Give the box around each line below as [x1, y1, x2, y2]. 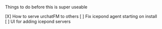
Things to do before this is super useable [5, 4, 88, 10]
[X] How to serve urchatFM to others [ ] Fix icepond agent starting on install [5, 14, 157, 19]
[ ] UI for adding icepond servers [5, 19, 71, 24]
